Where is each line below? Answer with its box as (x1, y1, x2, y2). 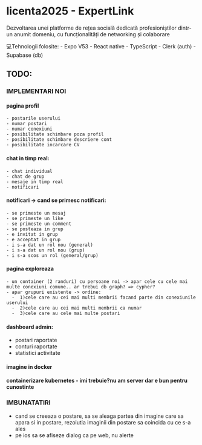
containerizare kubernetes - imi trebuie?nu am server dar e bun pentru (6, 377, 187, 385)
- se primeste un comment (6, 221, 71, 227)
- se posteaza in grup (6, 226, 64, 232)
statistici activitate (15, 349, 60, 357)
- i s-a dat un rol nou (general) (6, 242, 94, 248)
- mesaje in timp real (6, 178, 64, 185)
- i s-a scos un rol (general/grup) (6, 252, 99, 258)
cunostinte (6, 383, 34, 391)
